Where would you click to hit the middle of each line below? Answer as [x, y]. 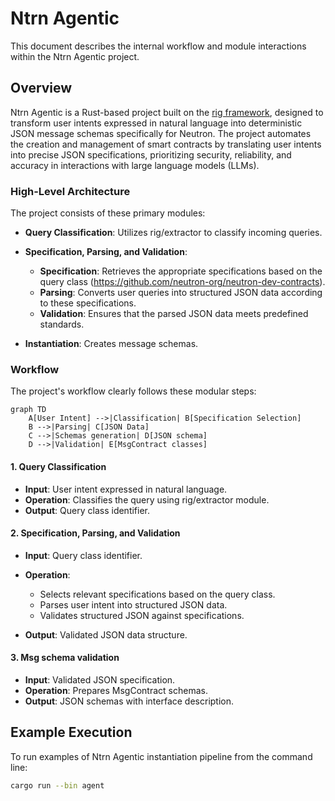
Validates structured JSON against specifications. [142, 615]
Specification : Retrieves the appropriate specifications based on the [181, 271]
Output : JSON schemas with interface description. [129, 701]
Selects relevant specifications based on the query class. [157, 594]
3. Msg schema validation [65, 658]
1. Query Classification [58, 466]
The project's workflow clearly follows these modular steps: [133, 391]
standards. [62, 324]
